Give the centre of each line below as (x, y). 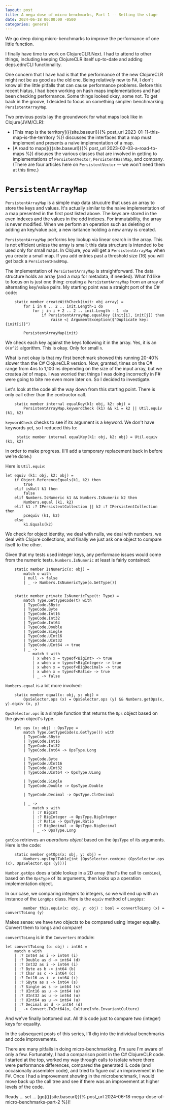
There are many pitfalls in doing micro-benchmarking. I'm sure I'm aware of (84, 1049)
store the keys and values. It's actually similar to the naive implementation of (85, 208)
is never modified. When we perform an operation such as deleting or (78, 224)
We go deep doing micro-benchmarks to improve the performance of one (82, 39)
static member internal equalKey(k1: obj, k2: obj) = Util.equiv (87, 437)
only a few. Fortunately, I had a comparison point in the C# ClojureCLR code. (85, 1055)
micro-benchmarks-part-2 (33, 1102)
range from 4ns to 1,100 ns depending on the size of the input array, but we (84, 369)
